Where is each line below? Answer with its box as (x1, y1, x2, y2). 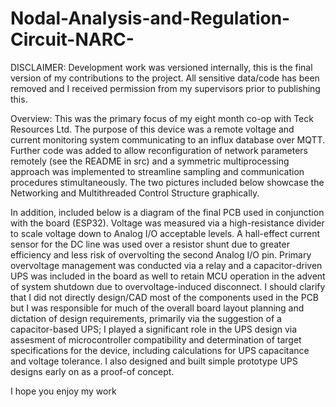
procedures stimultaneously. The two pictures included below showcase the (10, 176, 325, 188)
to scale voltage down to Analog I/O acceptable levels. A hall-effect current (10, 227, 321, 239)
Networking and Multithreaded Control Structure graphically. (10, 187, 260, 199)
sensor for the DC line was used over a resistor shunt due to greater (10, 238, 290, 250)
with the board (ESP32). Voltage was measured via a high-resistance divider (10, 217, 325, 229)
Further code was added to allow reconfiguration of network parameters (10, 144, 308, 156)
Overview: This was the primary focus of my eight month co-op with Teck (10, 112, 314, 124)
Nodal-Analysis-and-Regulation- (10, 7, 291, 30)
